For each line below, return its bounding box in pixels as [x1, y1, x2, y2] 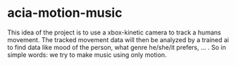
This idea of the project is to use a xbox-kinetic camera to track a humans [7, 28, 221, 37]
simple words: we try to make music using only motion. [7, 51, 167, 59]
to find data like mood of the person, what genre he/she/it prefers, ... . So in [7, 43, 227, 51]
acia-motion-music [7, 5, 123, 21]
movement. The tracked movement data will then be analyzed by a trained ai [7, 35, 229, 44]
